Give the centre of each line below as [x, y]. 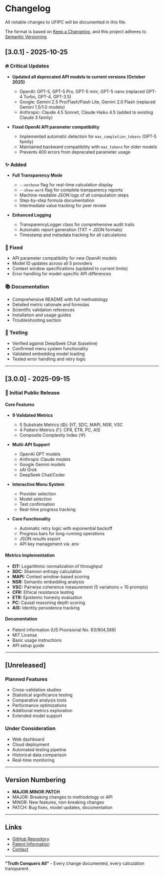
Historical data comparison [39, 755]
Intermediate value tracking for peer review [63, 205]
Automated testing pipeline [39, 749]
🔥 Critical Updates [27, 66]
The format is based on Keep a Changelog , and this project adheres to [76, 31]
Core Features [20, 404]
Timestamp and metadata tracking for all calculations [73, 235]
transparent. [18, 869]
